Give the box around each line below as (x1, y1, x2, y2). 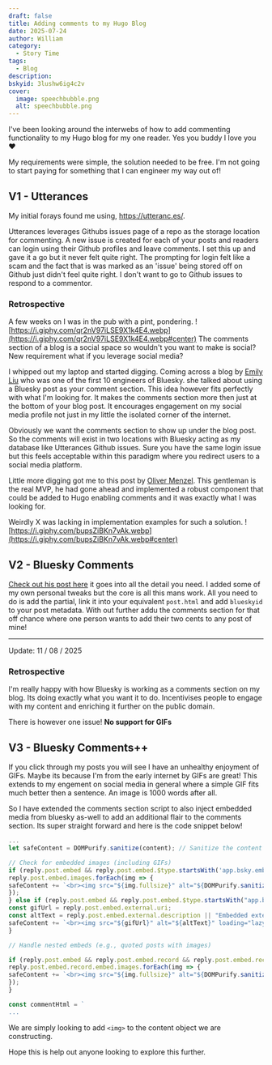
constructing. (8, 1031, 53, 1041)
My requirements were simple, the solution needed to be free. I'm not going (8, 157, 261, 167)
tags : (8, 58, 27, 66)
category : (8, 42, 42, 50)
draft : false (8, 11, 53, 20)
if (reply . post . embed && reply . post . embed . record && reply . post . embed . (8, 956, 255, 964)
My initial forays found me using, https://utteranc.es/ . (8, 211, 186, 220)
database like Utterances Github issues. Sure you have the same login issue (8, 443, 261, 453)
